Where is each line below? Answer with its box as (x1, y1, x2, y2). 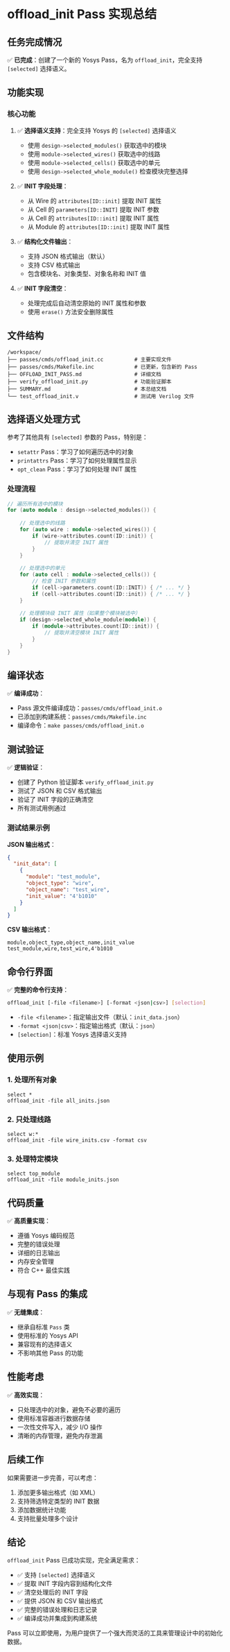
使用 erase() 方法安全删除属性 (27, 307, 114, 316)
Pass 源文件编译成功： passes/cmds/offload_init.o (17, 704, 163, 712)
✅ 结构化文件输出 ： (17, 237, 73, 246)
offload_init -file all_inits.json (7, 1097, 110, 1104)
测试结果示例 (7, 823, 51, 833)
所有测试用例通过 (17, 804, 67, 812)
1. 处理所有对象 (7, 1075, 57, 1085)
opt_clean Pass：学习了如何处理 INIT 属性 (17, 465, 137, 474)
